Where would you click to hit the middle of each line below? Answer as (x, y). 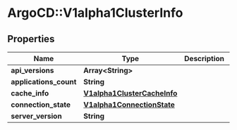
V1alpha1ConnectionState (129, 105)
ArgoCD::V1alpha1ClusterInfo (95, 13)
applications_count (44, 82)
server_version (36, 116)
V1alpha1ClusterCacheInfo (130, 93)
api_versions (32, 70)
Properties (31, 39)
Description (204, 59)
